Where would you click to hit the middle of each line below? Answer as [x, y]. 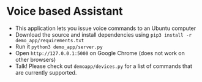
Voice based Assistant [65, 11]
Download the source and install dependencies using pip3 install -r [103, 34]
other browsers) [36, 59]
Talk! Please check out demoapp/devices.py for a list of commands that [104, 66]
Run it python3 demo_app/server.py [59, 47]
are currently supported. [46, 72]
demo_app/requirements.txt [50, 40]
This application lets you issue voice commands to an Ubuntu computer [106, 28]
